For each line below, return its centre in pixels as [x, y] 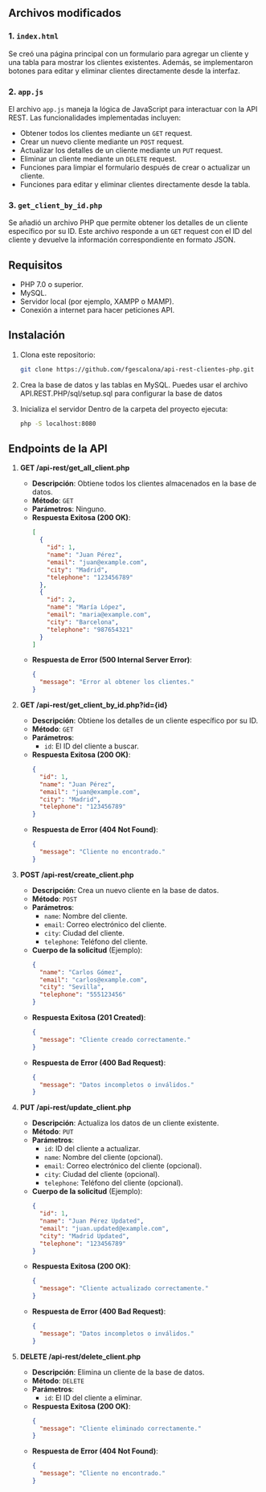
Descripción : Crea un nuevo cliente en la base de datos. [125, 890]
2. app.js [26, 92]
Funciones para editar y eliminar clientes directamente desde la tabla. [135, 184]
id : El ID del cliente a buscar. [91, 746]
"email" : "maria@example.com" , [99, 615]
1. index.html [33, 36]
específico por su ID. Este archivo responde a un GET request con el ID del [130, 232]
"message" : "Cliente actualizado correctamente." [124, 1289]
